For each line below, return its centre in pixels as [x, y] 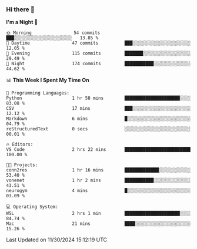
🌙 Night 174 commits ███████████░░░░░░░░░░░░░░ [98, 64]
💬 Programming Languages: [38, 93]
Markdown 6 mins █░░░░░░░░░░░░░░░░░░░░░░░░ [98, 119]
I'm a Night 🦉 [22, 22]
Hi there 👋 [21, 9]
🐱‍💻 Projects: [22, 165]
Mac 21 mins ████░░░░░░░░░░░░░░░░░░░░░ [98, 224]
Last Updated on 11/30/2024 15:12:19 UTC [57, 240]
